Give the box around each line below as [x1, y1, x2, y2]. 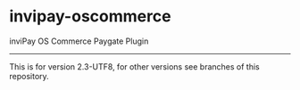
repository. [9, 70, 49, 81]
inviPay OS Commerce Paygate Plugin [9, 36, 149, 46]
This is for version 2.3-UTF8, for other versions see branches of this [9, 61, 261, 72]
